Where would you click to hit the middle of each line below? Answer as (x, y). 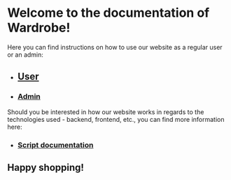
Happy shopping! (45, 167)
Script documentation (55, 145)
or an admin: (26, 55)
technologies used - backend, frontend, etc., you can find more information (116, 119)
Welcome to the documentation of (108, 13)
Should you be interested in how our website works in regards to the (106, 112)
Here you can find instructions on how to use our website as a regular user (115, 47)
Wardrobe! (39, 28)
